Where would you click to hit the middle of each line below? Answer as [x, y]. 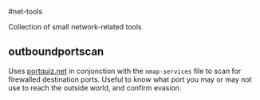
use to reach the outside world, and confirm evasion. [95, 87]
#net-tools [26, 12]
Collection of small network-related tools [75, 27]
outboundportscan [56, 52]
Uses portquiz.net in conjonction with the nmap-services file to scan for [125, 71]
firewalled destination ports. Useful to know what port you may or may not [130, 79]
